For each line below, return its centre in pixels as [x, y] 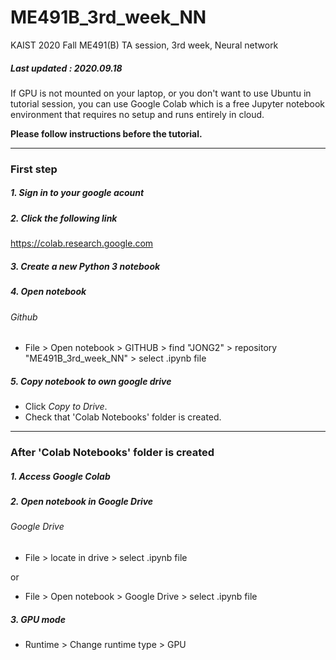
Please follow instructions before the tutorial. [106, 133]
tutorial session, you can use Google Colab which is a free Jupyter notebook [168, 103]
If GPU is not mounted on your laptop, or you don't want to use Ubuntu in [161, 93]
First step [34, 169]
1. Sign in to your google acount [77, 193]
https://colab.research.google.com [82, 243]
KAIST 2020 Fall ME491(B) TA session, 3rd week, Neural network [144, 45]
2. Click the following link [64, 218]
